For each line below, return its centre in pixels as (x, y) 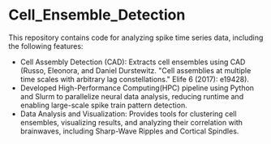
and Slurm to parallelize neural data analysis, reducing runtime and (132, 96)
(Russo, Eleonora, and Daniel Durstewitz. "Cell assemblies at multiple (135, 70)
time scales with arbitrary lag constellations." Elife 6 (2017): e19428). (135, 79)
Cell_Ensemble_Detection (97, 15)
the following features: (46, 46)
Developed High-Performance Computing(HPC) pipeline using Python (137, 88)
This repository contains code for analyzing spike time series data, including (136, 37)
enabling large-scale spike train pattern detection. (104, 105)
